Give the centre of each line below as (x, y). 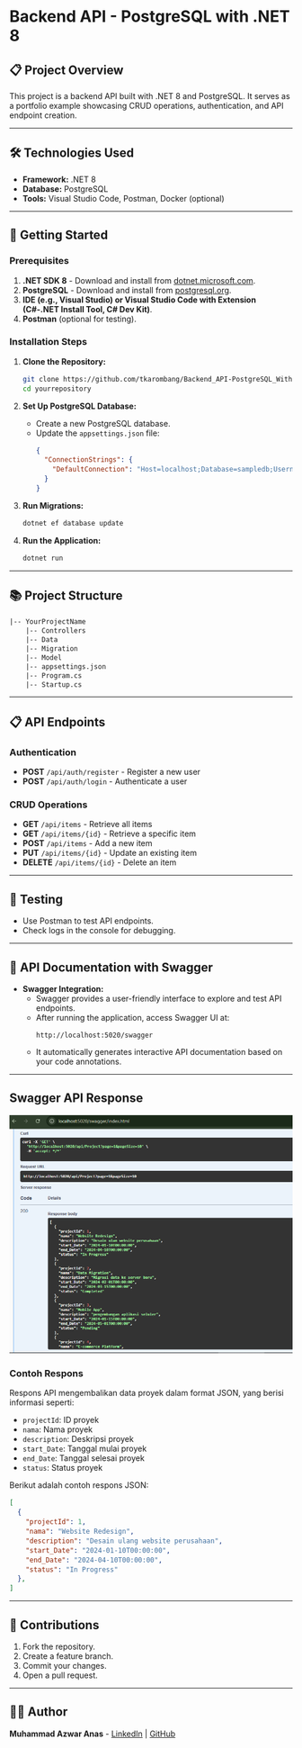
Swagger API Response (76, 1099)
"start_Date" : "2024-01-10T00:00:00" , (98, 1550)
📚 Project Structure (66, 596)
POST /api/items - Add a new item (87, 843)
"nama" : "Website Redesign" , (80, 1532)
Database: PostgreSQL (65, 189)
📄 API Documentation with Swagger (111, 967)
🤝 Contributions (54, 1625)
